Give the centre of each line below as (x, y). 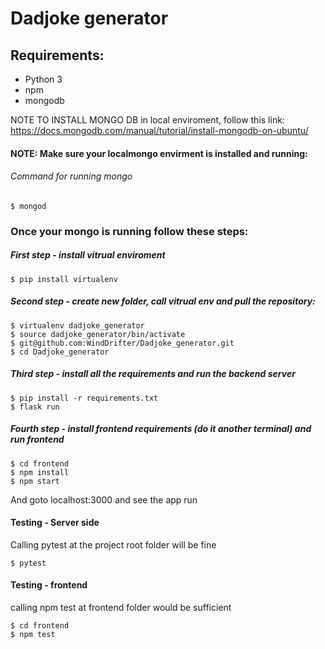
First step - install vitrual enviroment (88, 255)
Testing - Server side (55, 523)
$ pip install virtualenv (64, 279)
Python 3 (43, 79)
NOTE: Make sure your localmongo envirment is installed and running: (159, 153)
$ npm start (35, 481)
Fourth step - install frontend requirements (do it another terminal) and (161, 429)
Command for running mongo (71, 176)
